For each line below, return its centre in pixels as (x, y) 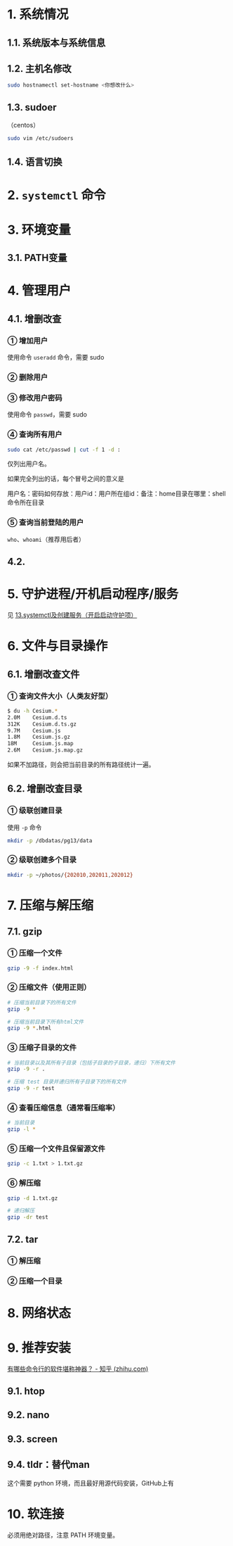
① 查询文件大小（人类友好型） (60, 696)
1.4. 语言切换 (35, 162)
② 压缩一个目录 (35, 1281)
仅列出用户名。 (29, 464)
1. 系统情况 (38, 14)
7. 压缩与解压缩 (50, 905)
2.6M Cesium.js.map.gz (45, 750)
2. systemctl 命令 (57, 195)
